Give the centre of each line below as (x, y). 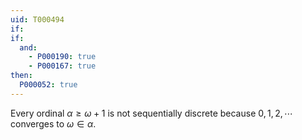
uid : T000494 (37, 19)
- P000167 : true (62, 66)
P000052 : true (48, 85)
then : (21, 76)
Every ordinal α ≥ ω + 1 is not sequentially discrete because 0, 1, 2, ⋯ (152, 113)
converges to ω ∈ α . (53, 123)
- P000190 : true (62, 57)
